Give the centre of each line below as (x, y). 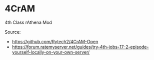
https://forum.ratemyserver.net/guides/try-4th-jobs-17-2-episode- (80, 47)
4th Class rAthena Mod (28, 22)
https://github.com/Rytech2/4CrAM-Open (55, 41)
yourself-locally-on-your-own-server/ (51, 52)
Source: (13, 32)
